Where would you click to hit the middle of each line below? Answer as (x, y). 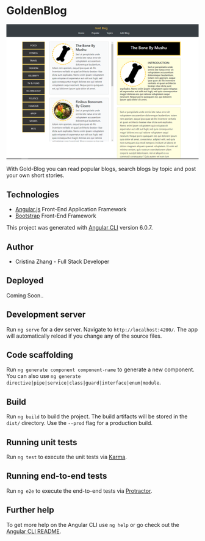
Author (20, 247)
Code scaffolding (40, 355)
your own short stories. (35, 175)
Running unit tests (42, 442)
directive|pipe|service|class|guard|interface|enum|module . (84, 383)
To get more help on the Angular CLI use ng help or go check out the (93, 525)
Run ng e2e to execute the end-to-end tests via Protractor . (79, 491)
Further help (31, 510)
